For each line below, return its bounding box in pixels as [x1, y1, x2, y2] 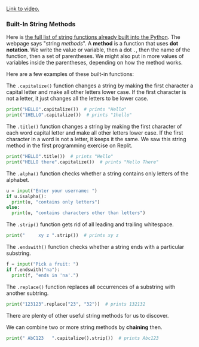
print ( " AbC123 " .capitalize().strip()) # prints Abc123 [6, 335, 160, 341]
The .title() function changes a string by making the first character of [6, 123, 182, 130]
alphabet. [6, 176, 30, 183]
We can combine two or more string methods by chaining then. [6, 323, 163, 331]
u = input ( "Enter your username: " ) [6, 188, 97, 194]
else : [6, 205, 20, 211]
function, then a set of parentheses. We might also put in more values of [6, 53, 184, 60]
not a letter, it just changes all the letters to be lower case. [6, 95, 149, 102]
